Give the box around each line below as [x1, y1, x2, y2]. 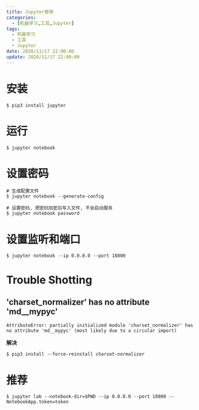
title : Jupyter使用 [6, 8, 54, 15]
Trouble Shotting [6, 273, 93, 286]
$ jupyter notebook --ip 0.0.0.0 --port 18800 [6, 253, 126, 259]
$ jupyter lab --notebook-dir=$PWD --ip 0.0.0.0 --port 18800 [6, 394, 166, 400]
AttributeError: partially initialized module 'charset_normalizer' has [6, 322, 194, 329]
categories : [6, 15, 36, 21]
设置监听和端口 [6, 233, 81, 246]
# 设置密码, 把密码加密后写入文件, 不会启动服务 [6, 205, 113, 211]
